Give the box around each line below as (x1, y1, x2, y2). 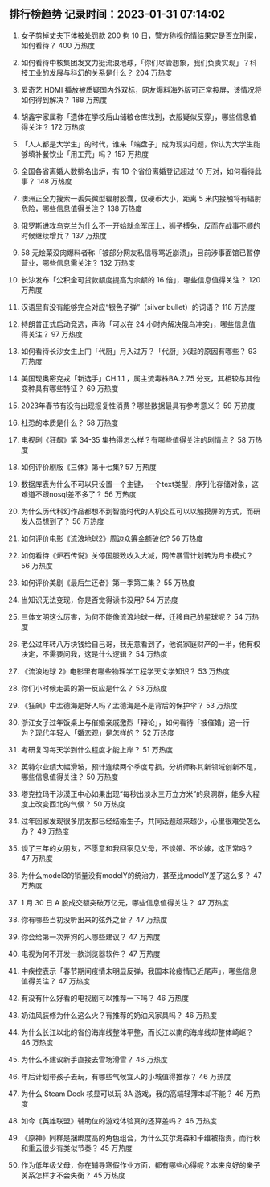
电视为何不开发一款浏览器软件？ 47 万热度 (20, 949, 161, 958)
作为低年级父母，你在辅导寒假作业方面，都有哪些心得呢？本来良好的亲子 (20, 1160, 260, 1169)
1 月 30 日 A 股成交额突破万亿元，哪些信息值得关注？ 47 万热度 (20, 897, 230, 907)
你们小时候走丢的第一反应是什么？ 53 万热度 (20, 683, 168, 693)
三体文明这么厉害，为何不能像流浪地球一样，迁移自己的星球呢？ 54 (20, 612, 243, 621)
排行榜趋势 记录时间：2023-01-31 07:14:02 (9, 7, 226, 22)
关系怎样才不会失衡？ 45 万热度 (20, 1170, 126, 1180)
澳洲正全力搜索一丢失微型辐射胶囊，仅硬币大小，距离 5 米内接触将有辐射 (20, 193, 262, 203)
